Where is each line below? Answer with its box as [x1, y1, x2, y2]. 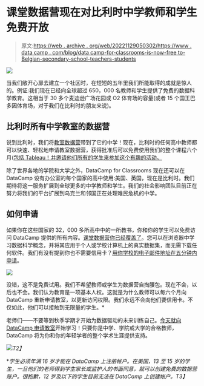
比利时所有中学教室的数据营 [6, 121, 110, 132]
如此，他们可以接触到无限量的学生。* [11, 303, 105, 311]
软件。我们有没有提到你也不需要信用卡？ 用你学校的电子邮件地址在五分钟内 [11, 249, 197, 256]
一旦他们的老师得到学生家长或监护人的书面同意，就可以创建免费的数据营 [16, 365, 197, 372]
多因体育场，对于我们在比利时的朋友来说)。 [6, 101, 115, 109]
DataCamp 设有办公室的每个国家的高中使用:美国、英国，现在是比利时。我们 [6, 174, 195, 181]
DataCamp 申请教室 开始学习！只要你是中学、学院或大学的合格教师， [6, 324, 177, 331]
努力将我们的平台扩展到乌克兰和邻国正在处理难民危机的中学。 [6, 189, 160, 197]
